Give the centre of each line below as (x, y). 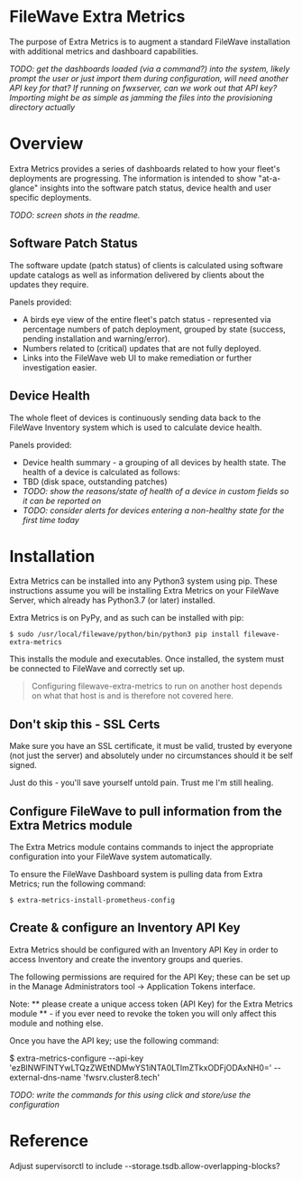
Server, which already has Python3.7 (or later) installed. (112, 600)
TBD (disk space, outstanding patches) (95, 482)
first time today (50, 520)
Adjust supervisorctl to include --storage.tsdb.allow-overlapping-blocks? (145, 1166)
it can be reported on (62, 501)
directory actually (42, 107)
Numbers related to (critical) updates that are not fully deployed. (142, 348)
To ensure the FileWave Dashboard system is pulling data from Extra (136, 875)
